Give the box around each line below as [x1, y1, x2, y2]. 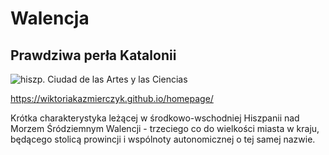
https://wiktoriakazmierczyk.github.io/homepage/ [10, 93, 214, 104]
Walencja [10, 7, 90, 30]
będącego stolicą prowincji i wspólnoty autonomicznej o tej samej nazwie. [10, 133, 316, 145]
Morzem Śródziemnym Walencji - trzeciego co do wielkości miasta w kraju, [10, 123, 320, 134]
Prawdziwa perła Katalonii [10, 47, 177, 64]
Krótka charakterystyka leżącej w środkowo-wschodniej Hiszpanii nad [10, 112, 300, 124]
